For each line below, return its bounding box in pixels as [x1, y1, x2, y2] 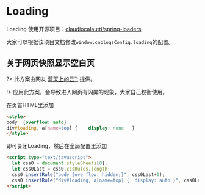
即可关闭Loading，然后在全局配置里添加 [6, 142, 107, 150]
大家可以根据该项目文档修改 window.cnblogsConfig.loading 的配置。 [6, 38, 174, 45]
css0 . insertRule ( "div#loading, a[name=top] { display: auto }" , [12, 177, 182, 183]
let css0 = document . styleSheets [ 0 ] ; [12, 160, 108, 166]
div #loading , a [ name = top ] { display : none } [6, 125, 135, 131]
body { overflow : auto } [6, 119, 67, 125]
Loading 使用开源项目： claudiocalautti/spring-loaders [6, 25, 142, 32]
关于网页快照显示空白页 [6, 58, 95, 68]
